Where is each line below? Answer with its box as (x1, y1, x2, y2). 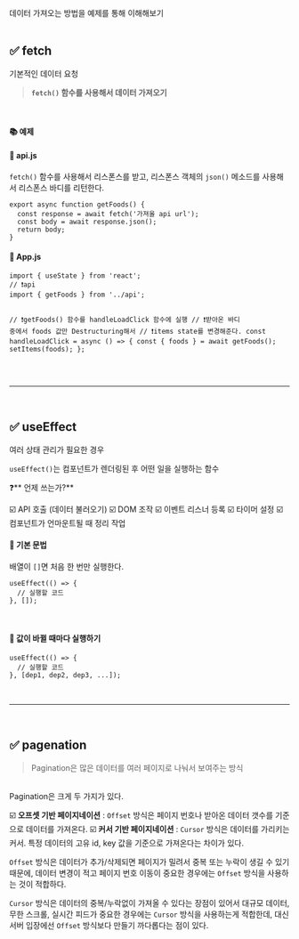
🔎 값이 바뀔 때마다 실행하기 (9, 633, 101, 644)
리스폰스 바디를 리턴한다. (18, 182, 105, 193)
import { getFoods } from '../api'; (9, 290, 145, 299)
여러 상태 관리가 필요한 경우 (9, 444, 105, 455)
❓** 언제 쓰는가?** (9, 482, 74, 492)
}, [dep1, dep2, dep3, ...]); (9, 671, 122, 680)
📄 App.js (9, 252, 42, 263)
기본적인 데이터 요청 (9, 68, 78, 78)
